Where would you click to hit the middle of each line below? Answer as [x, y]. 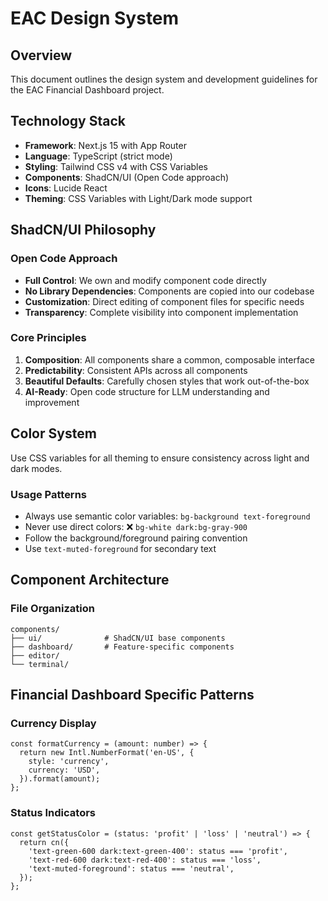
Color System [53, 433]
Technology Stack [68, 121]
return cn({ [44, 842]
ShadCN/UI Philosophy [83, 230]
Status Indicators [53, 813]
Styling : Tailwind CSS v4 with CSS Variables [116, 166]
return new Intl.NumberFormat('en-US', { [107, 753]
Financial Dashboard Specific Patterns [132, 694]
